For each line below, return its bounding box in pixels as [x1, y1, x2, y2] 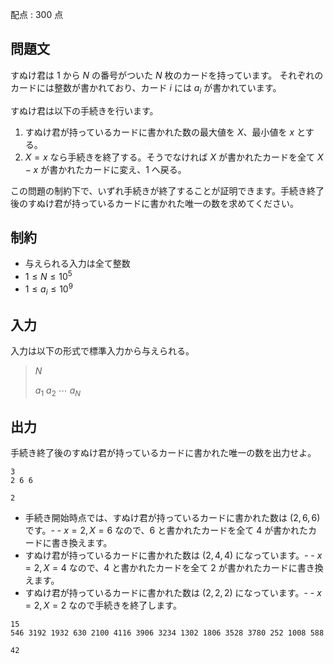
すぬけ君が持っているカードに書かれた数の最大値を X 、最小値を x [24, 126, 295, 138]
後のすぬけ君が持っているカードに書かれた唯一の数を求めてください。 [10, 197, 299, 209]
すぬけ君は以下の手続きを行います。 [10, 104, 159, 117]
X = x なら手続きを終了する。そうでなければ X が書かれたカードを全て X [24, 151, 324, 163]
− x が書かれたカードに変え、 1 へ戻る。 [24, 163, 187, 175]
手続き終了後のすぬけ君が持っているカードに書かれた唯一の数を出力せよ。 [10, 446, 317, 458]
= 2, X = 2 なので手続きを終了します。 [24, 599, 182, 611]
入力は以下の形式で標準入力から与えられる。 [10, 345, 195, 357]
